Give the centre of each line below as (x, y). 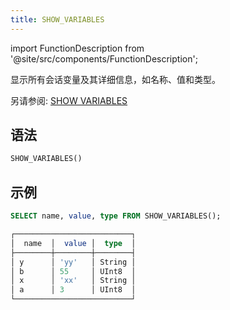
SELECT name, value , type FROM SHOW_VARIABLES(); (116, 216)
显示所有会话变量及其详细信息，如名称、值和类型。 (115, 79)
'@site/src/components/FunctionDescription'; (104, 58)
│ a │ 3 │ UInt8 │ (73, 290)
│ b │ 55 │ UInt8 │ (73, 271)
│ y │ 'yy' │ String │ (73, 262)
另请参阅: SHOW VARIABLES (69, 100)
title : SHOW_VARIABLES (57, 19)
